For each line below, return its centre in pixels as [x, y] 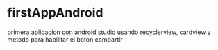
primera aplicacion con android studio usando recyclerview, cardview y [109, 32]
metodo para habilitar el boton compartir [65, 39]
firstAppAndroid [55, 13]
